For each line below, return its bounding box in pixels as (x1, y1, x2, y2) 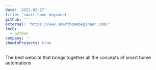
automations (5, 59, 32, 66)
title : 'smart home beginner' (5, 12, 70, 17)
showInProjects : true (5, 41, 51, 46)
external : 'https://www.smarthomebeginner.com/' (5, 21, 111, 27)
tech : (5, 26, 17, 31)
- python (10, 31, 29, 36)
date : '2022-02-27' (5, 7, 47, 13)
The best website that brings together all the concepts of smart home (5, 54, 151, 60)
